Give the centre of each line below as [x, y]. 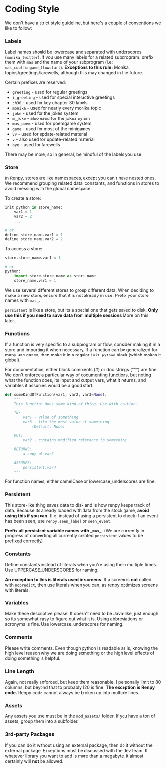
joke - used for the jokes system [45, 113]
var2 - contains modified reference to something [75, 440]
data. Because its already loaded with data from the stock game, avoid [77, 510]
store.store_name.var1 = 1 [33, 258]
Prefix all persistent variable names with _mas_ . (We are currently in [75, 530]
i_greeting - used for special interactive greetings [63, 97]
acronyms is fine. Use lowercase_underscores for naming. [64, 624]
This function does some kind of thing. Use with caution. [76, 404]
